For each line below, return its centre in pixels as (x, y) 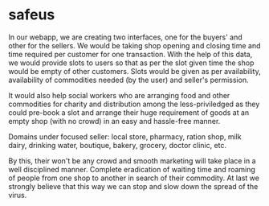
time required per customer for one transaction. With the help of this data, (130, 54)
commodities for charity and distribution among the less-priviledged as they (134, 104)
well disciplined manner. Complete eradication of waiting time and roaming (132, 169)
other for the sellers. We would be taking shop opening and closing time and (134, 45)
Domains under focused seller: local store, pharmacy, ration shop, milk (125, 136)
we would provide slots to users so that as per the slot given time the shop (131, 63)
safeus (32, 15)
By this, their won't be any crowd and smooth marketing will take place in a (132, 161)
